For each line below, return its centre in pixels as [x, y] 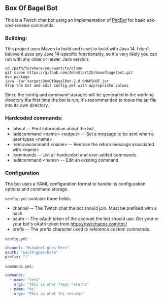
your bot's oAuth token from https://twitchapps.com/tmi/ [69, 224]
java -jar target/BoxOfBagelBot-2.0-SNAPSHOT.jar [57, 81]
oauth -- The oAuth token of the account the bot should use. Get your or [85, 219]
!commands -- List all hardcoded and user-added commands [74, 155]
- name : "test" [25, 280]
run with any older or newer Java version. [47, 59]
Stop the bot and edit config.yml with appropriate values [67, 86]
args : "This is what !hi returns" [49, 294]
